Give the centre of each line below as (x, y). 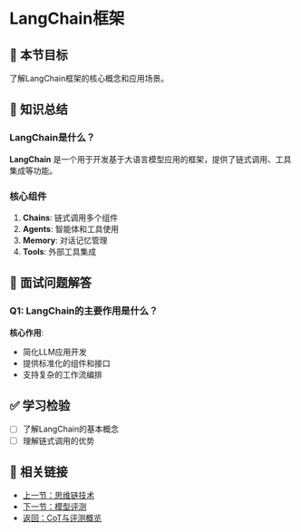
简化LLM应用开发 (55, 352)
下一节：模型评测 (54, 507)
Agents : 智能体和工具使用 (71, 228)
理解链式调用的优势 (58, 440)
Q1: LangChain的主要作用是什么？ (84, 311)
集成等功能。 (33, 170)
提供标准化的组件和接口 (66, 363)
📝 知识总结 (39, 110)
